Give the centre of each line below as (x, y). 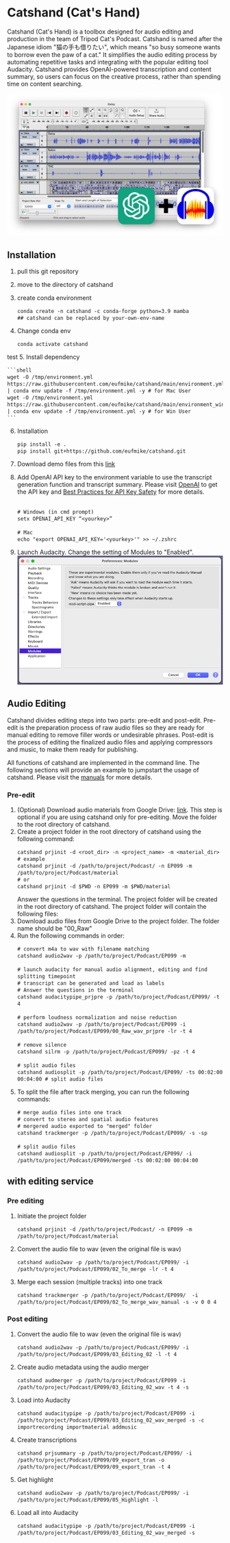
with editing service (50, 1182)
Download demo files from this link (66, 464)
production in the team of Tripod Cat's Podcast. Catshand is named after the (115, 38)
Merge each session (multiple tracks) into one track (90, 1281)
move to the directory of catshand (65, 284)
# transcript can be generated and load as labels (91, 983)
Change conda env (44, 331)
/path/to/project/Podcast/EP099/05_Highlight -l (88, 1500)
